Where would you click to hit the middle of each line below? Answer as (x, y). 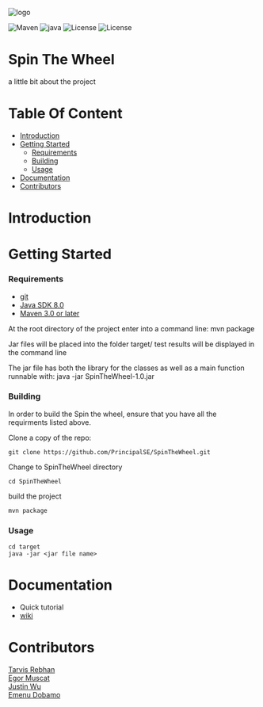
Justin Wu (25, 686)
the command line (38, 352)
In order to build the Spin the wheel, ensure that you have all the (112, 414)
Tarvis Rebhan (32, 670)
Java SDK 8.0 (42, 304)
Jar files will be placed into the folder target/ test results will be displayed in (131, 344)
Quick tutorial (42, 607)
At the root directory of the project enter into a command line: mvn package (131, 328)
